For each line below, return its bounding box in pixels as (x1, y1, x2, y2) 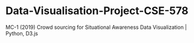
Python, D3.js (5, 29, 38, 37)
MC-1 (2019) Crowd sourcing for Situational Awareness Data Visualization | (5, 24, 187, 31)
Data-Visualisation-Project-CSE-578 (5, 4, 189, 18)
